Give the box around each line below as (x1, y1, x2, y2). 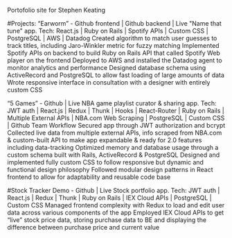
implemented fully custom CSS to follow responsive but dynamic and (7, 158, 204, 166)
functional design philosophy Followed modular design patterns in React (7, 166, 213, 173)
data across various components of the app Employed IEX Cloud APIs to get (7, 208, 224, 216)
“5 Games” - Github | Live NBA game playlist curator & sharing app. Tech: (7, 99, 217, 107)
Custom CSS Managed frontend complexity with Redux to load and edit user (7, 201, 225, 209)
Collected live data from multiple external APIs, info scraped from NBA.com (7, 128, 222, 137)
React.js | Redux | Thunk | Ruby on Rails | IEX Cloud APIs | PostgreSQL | (7, 194, 213, 202)
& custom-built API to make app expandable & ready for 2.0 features (7, 136, 202, 144)
